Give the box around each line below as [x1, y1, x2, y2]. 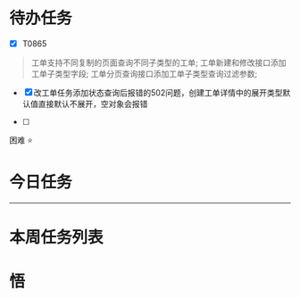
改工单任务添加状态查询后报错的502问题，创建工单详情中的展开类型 [33, 87, 283, 98]
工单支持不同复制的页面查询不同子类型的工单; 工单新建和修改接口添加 [30, 57, 287, 68]
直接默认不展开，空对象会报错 [37, 99, 148, 109]
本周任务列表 [9, 228, 104, 248]
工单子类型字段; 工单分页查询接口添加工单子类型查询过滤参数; [30, 69, 258, 79]
